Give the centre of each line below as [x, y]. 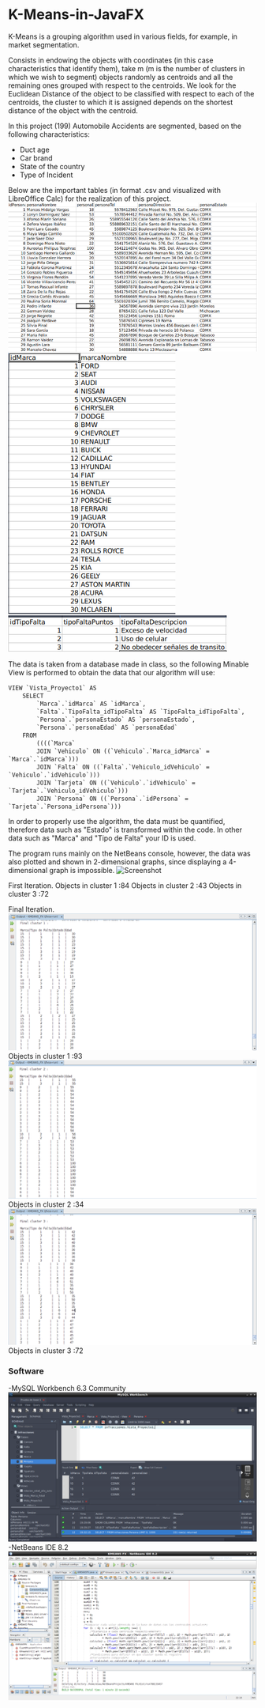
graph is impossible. [82, 871]
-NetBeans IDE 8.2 [38, 1547]
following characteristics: [49, 134]
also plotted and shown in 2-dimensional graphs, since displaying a [118, 862]
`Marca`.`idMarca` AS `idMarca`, [91, 704]
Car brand [36, 158]
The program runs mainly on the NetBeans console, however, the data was [129, 854]
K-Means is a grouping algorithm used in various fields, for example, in [123, 36]
